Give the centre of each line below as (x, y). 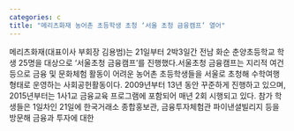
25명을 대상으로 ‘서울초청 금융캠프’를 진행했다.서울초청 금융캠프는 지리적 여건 (151, 62)
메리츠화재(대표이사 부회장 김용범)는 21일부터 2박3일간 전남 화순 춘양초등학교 (142, 51)
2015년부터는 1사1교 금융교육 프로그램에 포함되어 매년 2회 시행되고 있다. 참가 (141, 95)
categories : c (35, 17)
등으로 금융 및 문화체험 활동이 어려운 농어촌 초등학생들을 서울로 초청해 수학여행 (145, 73)
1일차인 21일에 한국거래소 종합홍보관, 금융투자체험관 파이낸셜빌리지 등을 (156, 106)
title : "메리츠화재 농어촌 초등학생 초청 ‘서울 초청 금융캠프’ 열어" (117, 25)
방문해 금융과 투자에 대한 (52, 117)
